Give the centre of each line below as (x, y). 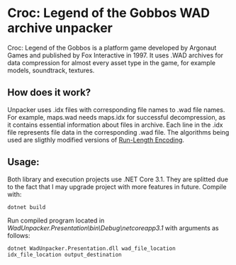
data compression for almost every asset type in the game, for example (112, 62)
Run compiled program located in (56, 220)
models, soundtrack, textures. (51, 70)
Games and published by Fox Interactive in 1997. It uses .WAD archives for (116, 55)
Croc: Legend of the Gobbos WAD (109, 13)
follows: (19, 235)
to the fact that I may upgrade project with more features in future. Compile (117, 186)
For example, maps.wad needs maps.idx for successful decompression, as (117, 117)
